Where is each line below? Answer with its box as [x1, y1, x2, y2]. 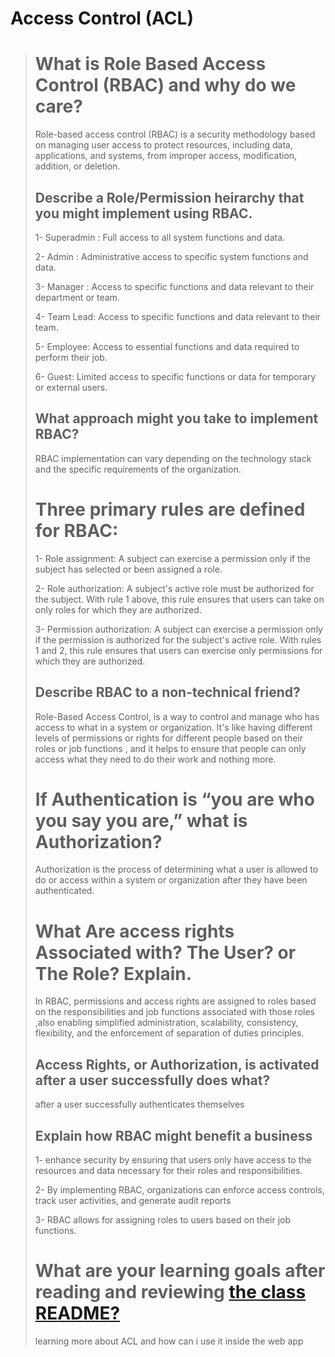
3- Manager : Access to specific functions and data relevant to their [34, 280, 315, 292]
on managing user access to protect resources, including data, [34, 139, 293, 151]
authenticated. [34, 885, 95, 897]
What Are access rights [34, 920, 235, 942]
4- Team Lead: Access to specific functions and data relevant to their [34, 310, 322, 322]
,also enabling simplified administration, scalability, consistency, [34, 1017, 299, 1029]
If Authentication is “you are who [34, 788, 315, 811]
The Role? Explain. [34, 962, 193, 985]
